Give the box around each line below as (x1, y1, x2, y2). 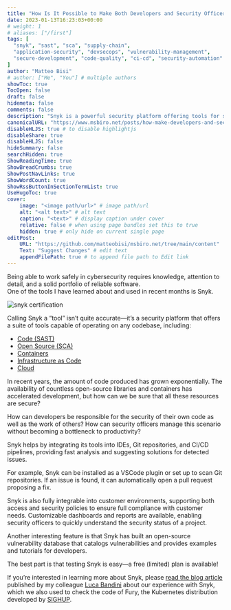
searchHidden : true (7, 151, 63, 159)
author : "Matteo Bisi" (7, 68, 72, 74)
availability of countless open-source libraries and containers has (7, 384, 192, 393)
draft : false (7, 94, 45, 101)
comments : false (7, 106, 54, 113)
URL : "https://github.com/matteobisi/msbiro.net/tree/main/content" (19, 241, 220, 248)
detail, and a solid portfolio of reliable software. (7, 280, 141, 288)
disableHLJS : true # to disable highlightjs (7, 125, 137, 132)
